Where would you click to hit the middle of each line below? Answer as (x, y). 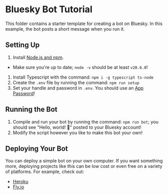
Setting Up (22, 45)
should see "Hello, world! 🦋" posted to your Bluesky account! (77, 127)
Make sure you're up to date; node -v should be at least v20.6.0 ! (80, 67)
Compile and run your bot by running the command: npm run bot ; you (86, 121)
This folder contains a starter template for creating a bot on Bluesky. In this (84, 23)
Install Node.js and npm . (38, 57)
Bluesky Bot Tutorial (49, 9)
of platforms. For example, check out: (45, 172)
